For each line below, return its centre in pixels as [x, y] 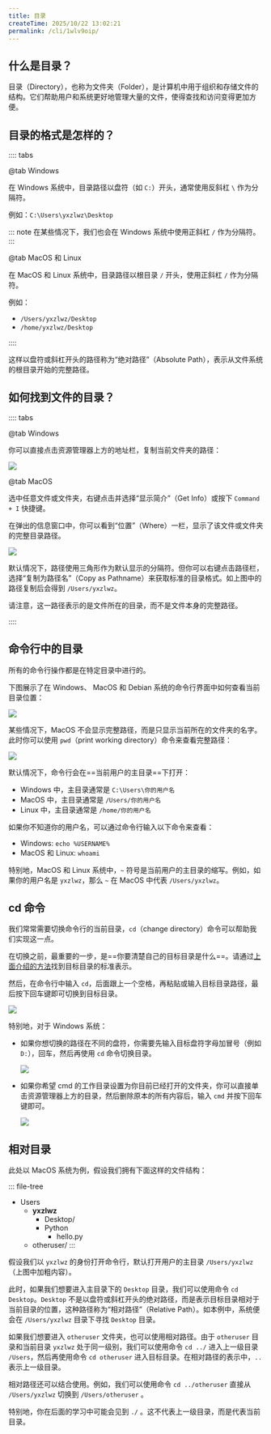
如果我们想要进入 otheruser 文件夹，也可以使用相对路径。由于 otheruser [129, 1337]
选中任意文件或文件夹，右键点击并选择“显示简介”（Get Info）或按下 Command [134, 498]
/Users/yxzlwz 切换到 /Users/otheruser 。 [78, 1394]
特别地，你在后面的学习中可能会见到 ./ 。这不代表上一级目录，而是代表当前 [135, 1412]
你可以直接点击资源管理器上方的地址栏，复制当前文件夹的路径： [114, 449]
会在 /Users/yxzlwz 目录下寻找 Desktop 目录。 [84, 1320]
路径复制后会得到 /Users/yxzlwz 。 [65, 588]
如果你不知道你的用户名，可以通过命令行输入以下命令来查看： [111, 827]
